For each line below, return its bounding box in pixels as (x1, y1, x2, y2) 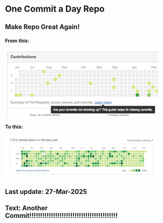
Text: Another (5, 204, 48, 212)
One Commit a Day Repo (5, 3, 105, 15)
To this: (5, 123, 23, 130)
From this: (5, 37, 30, 44)
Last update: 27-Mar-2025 (5, 188, 87, 196)
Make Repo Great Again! (5, 23, 80, 31)
